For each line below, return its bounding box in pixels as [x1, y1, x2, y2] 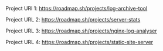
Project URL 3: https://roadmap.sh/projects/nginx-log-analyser [5, 27, 157, 34]
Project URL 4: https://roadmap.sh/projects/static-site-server [5, 39, 154, 45]
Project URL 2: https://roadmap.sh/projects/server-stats [5, 16, 141, 23]
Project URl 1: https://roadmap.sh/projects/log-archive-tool [5, 5, 148, 12]
